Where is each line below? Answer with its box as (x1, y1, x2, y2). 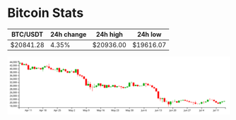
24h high (95, 30, 124, 39)
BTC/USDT (11, 30, 44, 39)
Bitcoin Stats (7, 5, 84, 21)
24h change (50, 30, 87, 39)
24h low (136, 30, 162, 39)
